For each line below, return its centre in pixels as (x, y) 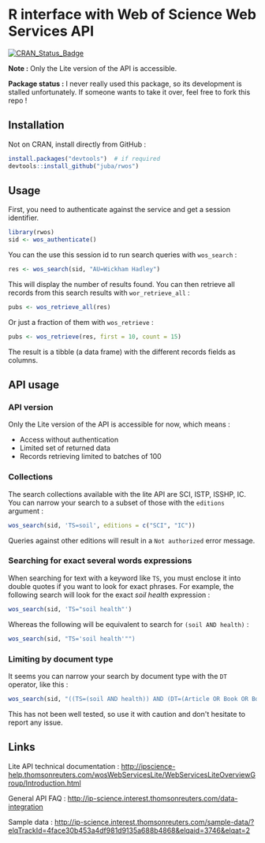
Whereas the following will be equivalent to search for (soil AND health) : (129, 624)
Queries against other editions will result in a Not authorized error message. (132, 540)
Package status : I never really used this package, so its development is (125, 84)
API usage (34, 385)
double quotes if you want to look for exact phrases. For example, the (121, 586)
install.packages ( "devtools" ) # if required (84, 159)
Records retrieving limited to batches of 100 (90, 457)
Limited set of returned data (65, 448)
